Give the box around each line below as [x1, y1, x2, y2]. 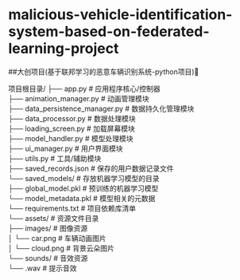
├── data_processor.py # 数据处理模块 [8, 113, 137, 123]
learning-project [8, 40, 119, 57]
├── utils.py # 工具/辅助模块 [8, 153, 102, 163]
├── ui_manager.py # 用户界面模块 [8, 144, 123, 153]
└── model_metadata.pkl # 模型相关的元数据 [8, 193, 156, 203]
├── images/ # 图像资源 [8, 223, 88, 233]
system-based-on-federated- [8, 22, 210, 41]
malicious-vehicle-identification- [8, 6, 233, 24]
